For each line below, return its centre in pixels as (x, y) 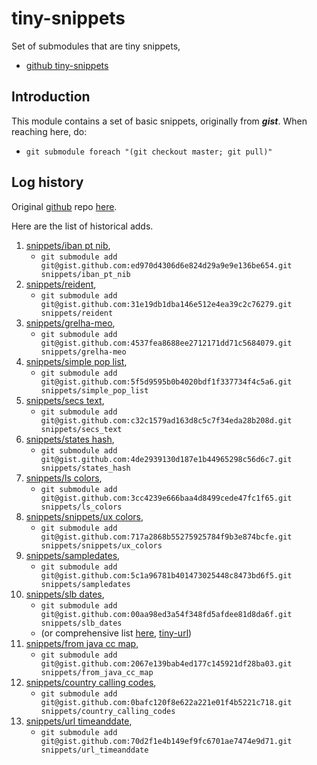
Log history (47, 182)
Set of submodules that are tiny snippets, (96, 46)
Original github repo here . (64, 206)
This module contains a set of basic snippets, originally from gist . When (159, 121)
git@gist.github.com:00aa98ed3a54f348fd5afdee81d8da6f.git (166, 614)
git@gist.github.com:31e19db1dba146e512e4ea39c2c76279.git (166, 304)
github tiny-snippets (67, 65)
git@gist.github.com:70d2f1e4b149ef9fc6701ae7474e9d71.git (166, 741)
